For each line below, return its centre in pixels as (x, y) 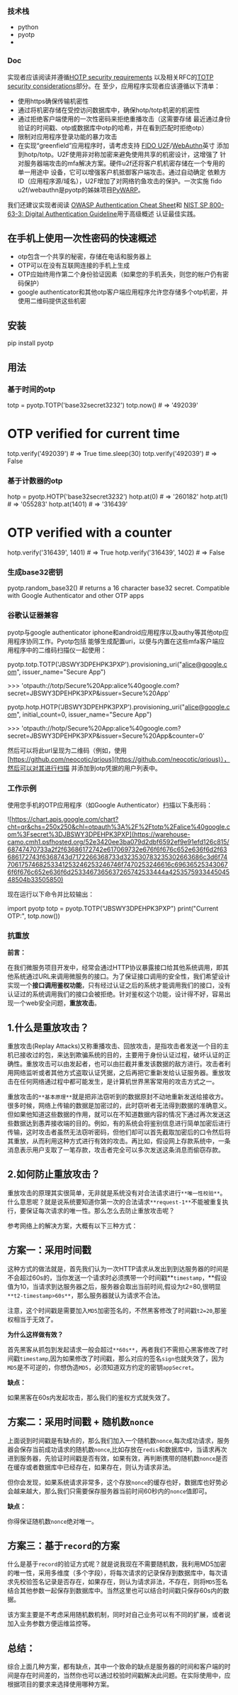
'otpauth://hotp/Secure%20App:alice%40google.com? (101, 728)
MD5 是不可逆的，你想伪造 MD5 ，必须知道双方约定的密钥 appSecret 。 (103, 1367)
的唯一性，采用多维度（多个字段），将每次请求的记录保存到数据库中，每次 (114, 1573)
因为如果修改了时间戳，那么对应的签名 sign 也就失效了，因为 (137, 1358)
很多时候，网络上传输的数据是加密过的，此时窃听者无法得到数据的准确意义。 (119, 1106)
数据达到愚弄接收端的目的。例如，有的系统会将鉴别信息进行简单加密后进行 (122, 1123)
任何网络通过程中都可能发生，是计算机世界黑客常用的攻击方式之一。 (119, 1081)
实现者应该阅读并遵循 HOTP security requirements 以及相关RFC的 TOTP (110, 77)
